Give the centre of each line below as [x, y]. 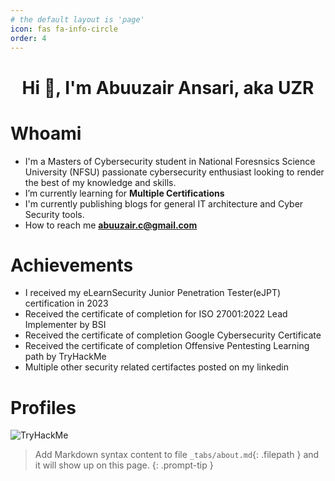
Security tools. [54, 214]
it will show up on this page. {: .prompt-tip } [124, 465]
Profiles [43, 407]
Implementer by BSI [65, 325]
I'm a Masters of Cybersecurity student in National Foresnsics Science [170, 161]
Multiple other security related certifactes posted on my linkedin [156, 367]
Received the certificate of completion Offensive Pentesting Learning [167, 346]
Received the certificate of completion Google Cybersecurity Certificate [173, 335]
